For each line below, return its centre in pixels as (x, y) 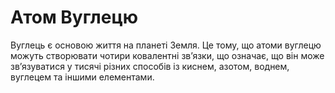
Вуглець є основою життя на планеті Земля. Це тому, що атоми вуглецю (166, 45)
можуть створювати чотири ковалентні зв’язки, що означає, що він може (167, 55)
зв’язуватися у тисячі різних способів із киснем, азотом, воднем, (150, 66)
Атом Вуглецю (74, 17)
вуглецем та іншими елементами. (82, 77)
